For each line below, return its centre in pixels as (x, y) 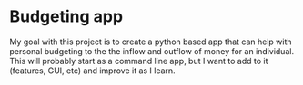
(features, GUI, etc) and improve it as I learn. (92, 71)
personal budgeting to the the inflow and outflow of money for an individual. (151, 51)
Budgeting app (66, 17)
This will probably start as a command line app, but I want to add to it (139, 61)
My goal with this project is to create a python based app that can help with (151, 42)
